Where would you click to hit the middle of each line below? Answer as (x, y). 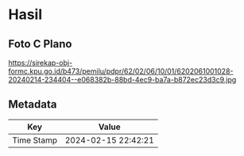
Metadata (33, 105)
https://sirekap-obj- (41, 63)
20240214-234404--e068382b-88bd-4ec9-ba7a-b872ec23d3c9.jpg (122, 80)
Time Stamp (35, 140)
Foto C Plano (40, 44)
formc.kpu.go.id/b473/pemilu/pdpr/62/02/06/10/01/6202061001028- (121, 71)
